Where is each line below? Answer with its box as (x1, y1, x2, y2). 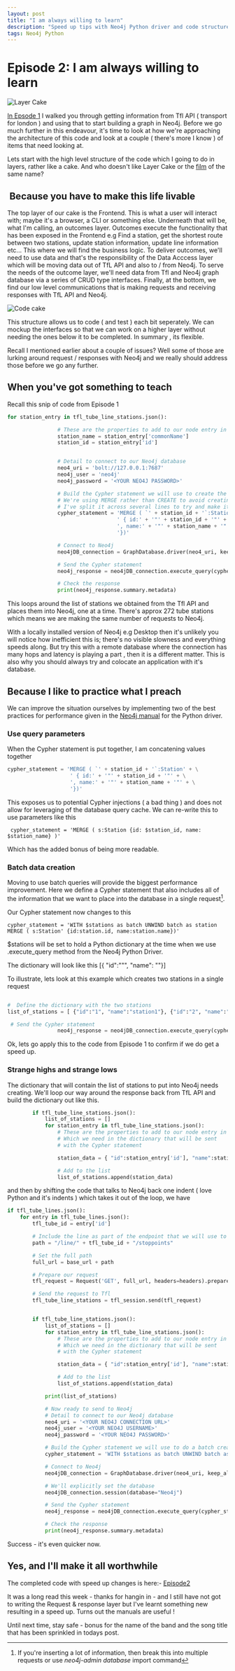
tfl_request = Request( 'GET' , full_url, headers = (32, 1278, 180, 1285)
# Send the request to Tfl (32, 1291, 111, 1298)
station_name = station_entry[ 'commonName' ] (57, 432, 190, 440)
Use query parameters (7, 729, 85, 738)
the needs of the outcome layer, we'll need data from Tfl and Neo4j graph (7, 268, 220, 277)
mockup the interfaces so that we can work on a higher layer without (7, 325, 206, 333)
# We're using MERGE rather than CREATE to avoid (57, 497, 205, 504)
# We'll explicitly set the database (44, 1483, 155, 1490)
